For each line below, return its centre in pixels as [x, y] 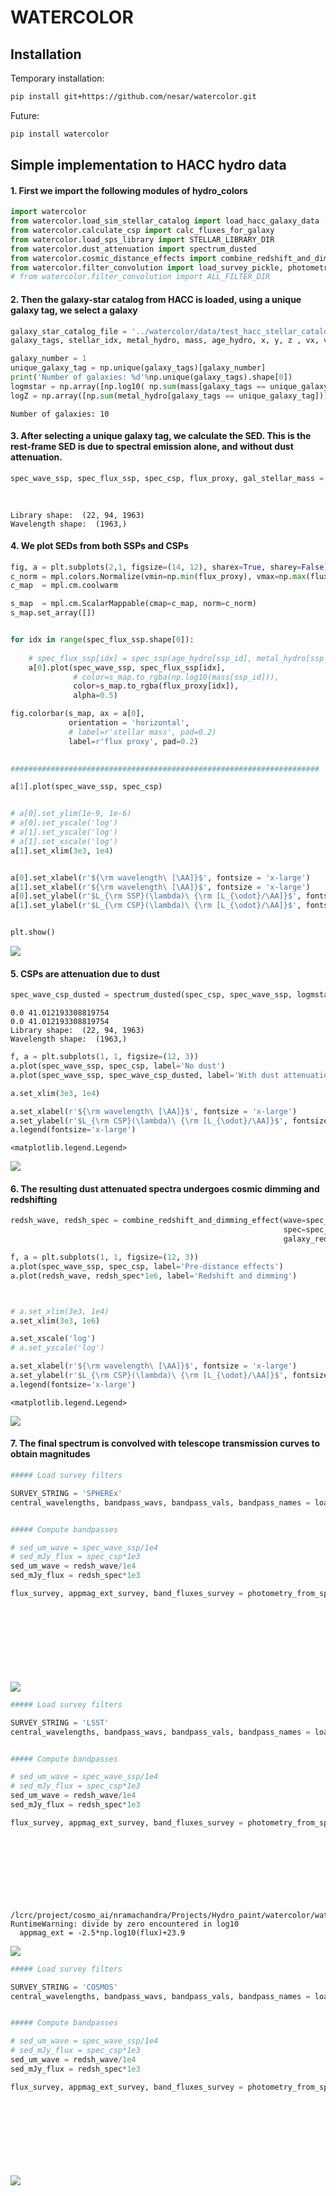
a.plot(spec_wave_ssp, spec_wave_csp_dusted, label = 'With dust [145, 1075]
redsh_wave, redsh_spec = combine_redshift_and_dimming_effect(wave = [158, 1221]
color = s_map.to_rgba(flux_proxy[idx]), [156, 686]
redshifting [34, 1199]
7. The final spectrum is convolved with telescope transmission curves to [165, 1443]
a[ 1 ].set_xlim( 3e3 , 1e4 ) [62, 851]
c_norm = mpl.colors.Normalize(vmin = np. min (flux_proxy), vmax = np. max [158, 576]
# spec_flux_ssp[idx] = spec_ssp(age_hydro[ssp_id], [140, 658]
